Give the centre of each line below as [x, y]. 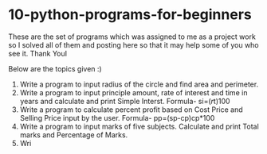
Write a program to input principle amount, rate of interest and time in [133, 92]
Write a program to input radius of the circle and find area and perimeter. [139, 84]
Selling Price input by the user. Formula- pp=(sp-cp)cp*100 [117, 117]
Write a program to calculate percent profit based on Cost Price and [131, 110]
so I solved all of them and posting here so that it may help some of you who [133, 44]
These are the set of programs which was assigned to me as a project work [132, 37]
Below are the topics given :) [55, 68]
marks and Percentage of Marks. [74, 135]
